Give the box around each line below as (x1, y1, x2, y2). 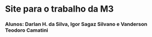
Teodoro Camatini (5, 27, 49, 34)
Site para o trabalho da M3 (5, 3, 114, 15)
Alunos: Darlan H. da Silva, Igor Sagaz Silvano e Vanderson (5, 21, 148, 28)
